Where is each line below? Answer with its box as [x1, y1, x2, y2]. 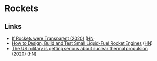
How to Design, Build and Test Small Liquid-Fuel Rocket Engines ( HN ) [11, 41, 153, 46]
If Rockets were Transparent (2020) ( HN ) [11, 35, 95, 41]
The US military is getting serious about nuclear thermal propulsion [11, 46, 148, 51]
